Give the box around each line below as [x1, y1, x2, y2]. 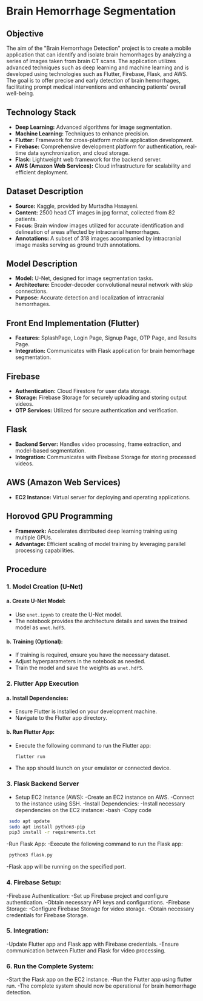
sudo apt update [8, 818, 50, 824]
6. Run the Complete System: [6, 962, 94, 970]
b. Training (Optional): [6, 638, 63, 645]
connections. [15, 287, 48, 295]
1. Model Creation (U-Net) [6, 582, 83, 590]
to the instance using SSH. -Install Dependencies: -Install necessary [15, 800, 185, 807]
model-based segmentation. [15, 446, 86, 454]
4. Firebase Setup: [6, 878, 62, 887]
